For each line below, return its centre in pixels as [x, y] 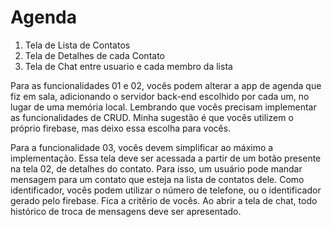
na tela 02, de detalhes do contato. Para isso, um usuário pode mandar [156, 168]
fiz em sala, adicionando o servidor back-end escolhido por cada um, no [160, 96]
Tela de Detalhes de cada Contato [94, 55]
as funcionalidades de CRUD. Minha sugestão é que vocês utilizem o [152, 117]
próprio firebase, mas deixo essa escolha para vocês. [121, 128]
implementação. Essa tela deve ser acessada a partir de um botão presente [166, 158]
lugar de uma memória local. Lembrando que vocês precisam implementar [163, 107]
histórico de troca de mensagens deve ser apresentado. [126, 211]
